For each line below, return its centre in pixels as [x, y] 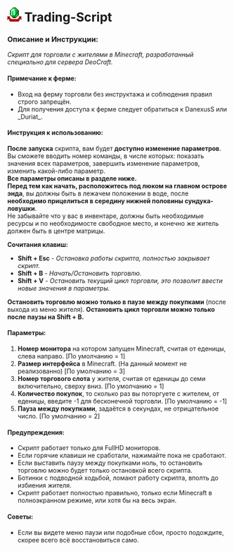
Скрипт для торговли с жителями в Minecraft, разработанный [100, 55]
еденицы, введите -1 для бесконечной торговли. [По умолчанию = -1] [122, 401]
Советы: [20, 516]
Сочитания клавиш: [38, 244]
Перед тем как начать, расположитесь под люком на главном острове [117, 186]
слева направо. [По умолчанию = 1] [71, 356]
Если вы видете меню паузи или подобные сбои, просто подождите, [121, 532]
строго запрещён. [44, 102]
